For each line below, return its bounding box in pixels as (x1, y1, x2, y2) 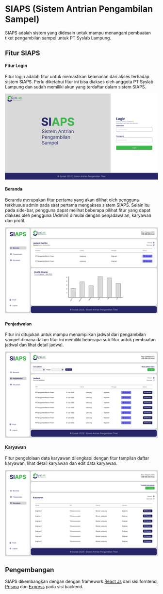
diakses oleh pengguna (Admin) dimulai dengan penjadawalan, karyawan (5, 212, 151, 218)
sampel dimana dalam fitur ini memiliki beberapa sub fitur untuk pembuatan (5, 337, 156, 343)
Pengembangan (5, 565, 54, 574)
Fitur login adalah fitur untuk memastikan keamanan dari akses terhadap (5, 73, 149, 79)
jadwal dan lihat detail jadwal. (5, 342, 64, 348)
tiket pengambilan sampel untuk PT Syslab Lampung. (5, 35, 112, 41)
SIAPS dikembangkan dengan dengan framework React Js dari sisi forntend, (5, 578, 158, 584)
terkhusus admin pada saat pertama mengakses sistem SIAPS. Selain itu (5, 202, 150, 208)
